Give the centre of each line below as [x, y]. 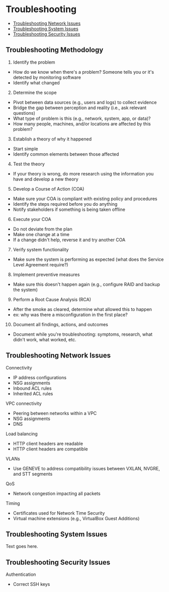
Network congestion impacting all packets [57, 493]
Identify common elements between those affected [66, 154]
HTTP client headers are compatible [50, 449]
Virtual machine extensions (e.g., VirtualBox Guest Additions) [76, 518]
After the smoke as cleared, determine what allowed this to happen [82, 309]
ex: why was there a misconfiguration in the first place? [70, 314]
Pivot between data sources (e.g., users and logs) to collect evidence [85, 102]
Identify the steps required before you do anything [65, 204]
